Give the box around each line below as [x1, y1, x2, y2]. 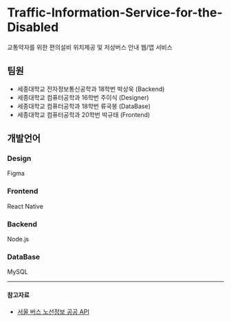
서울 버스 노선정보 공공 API [16, 308, 89, 316]
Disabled [7, 19, 59, 35]
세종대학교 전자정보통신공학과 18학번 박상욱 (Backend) [16, 85, 165, 93]
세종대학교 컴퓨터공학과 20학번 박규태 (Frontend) [16, 110, 151, 118]
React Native [7, 202, 43, 211]
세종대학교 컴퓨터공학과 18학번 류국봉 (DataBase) [16, 102, 151, 110]
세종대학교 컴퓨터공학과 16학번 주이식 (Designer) [16, 93, 149, 101]
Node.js [7, 235, 30, 244]
